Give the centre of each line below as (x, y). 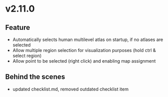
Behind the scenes (35, 77)
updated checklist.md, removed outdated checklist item (71, 89)
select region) (27, 56)
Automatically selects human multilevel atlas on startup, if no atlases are (88, 39)
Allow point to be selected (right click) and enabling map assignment (84, 61)
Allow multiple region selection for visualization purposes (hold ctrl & (84, 50)
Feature (18, 28)
